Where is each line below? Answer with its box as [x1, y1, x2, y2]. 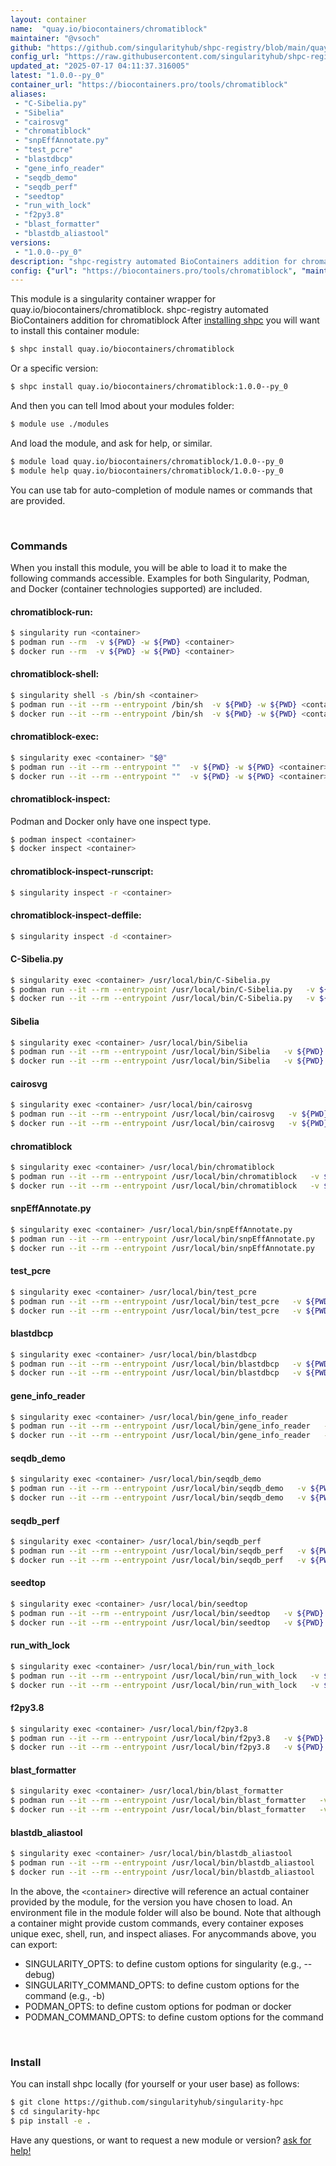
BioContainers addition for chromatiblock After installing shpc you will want [10, 314, 320, 326]
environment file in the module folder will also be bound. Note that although [10, 1906, 322, 1918]
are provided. [10, 494, 66, 506]
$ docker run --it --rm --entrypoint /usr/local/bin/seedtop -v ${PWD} [10, 1617, 325, 1628]
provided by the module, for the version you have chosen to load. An [10, 1896, 293, 1908]
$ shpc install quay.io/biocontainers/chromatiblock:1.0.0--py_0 [10, 382, 288, 392]
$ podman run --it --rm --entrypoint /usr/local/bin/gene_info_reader [10, 1421, 311, 1431]
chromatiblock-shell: [10, 668, 100, 680]
